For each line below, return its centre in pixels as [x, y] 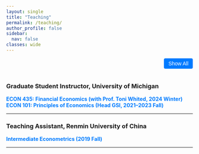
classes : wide [24, 45]
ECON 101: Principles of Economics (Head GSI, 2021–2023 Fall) [85, 105]
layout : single [25, 12]
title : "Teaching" [29, 17]
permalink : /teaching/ [34, 23]
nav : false [25, 39]
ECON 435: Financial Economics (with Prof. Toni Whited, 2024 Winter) [94, 99]
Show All [178, 63]
